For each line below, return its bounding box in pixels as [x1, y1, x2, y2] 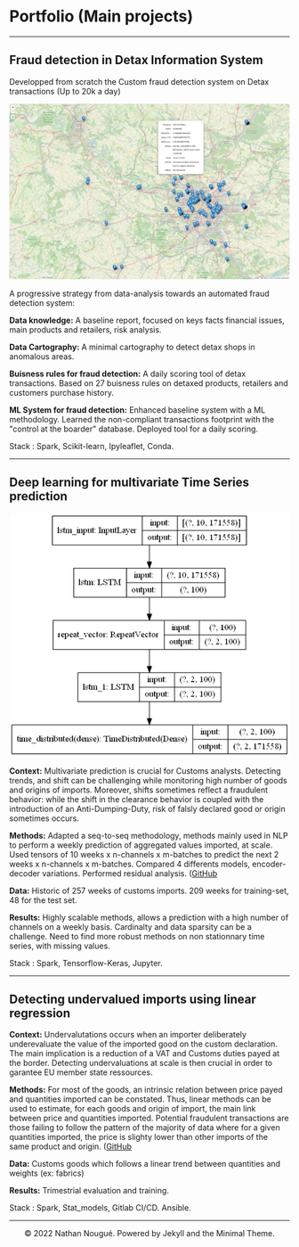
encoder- [252, 858, 287, 869]
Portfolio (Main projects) [9, 6, 194, 27]
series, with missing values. [9, 940, 111, 951]
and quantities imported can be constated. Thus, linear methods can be [9, 1094, 271, 1104]
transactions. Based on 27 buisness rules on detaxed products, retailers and [9, 377, 288, 389]
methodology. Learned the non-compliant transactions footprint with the [9, 414, 274, 424]
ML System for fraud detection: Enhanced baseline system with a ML [9, 404, 266, 415]
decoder [9, 867, 41, 879]
